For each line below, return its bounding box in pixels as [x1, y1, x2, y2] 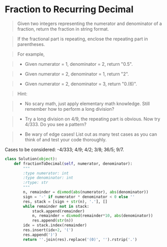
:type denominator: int [23, 175, 73, 181]
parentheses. [17, 41, 45, 47]
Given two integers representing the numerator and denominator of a [17, 20, 162, 27]
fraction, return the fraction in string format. [17, 26, 109, 32]
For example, [17, 51, 45, 57]
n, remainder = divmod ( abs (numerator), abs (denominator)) [23, 190, 149, 195]
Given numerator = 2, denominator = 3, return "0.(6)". [24, 81, 137, 87]
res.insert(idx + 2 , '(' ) [23, 228, 73, 233]
